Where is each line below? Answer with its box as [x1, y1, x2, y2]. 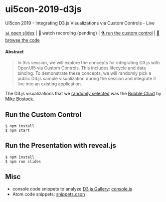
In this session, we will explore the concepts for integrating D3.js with [17, 60, 160, 66]
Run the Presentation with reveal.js [5, 141, 116, 150]
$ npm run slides [5, 159, 41, 164]
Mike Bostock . [5, 96, 35, 102]
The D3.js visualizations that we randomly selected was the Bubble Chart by [5, 91, 162, 97]
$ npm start [5, 128, 30, 133]
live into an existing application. [17, 81, 82, 87]
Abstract [5, 48, 24, 54]
